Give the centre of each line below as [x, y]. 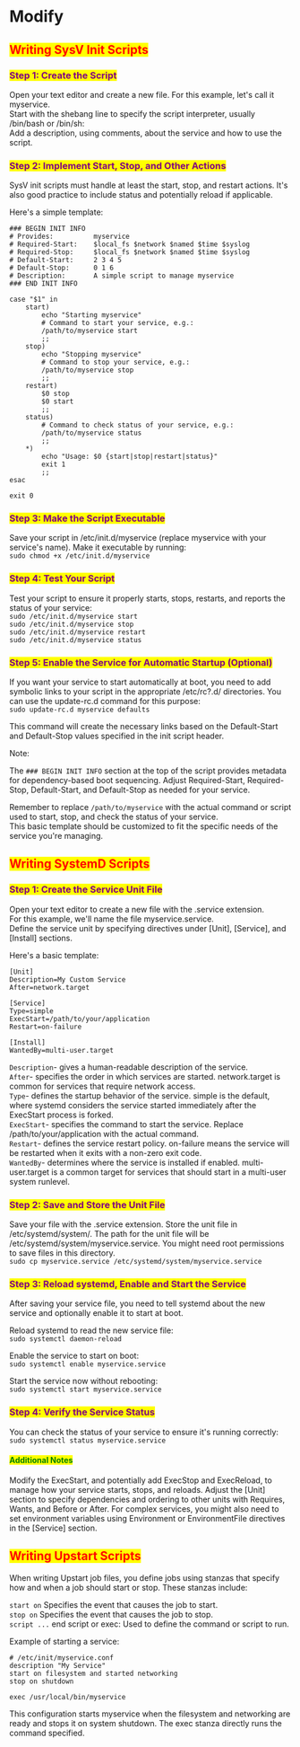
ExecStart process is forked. [61, 1115]
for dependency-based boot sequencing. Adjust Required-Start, [127, 781]
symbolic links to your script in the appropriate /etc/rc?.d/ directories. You [146, 692]
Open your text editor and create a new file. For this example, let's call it [142, 94]
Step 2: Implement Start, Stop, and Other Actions [118, 165]
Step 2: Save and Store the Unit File [87, 1204]
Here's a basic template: [54, 955]
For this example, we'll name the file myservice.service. [112, 919]
